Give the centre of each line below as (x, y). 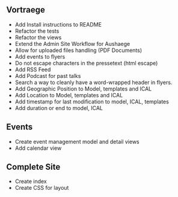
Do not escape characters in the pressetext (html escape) (86, 63)
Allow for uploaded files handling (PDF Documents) (78, 50)
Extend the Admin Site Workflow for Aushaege (72, 44)
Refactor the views (38, 37)
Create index (31, 181)
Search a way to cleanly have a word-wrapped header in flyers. (94, 82)
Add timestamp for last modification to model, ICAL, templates (92, 102)
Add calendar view (38, 148)
